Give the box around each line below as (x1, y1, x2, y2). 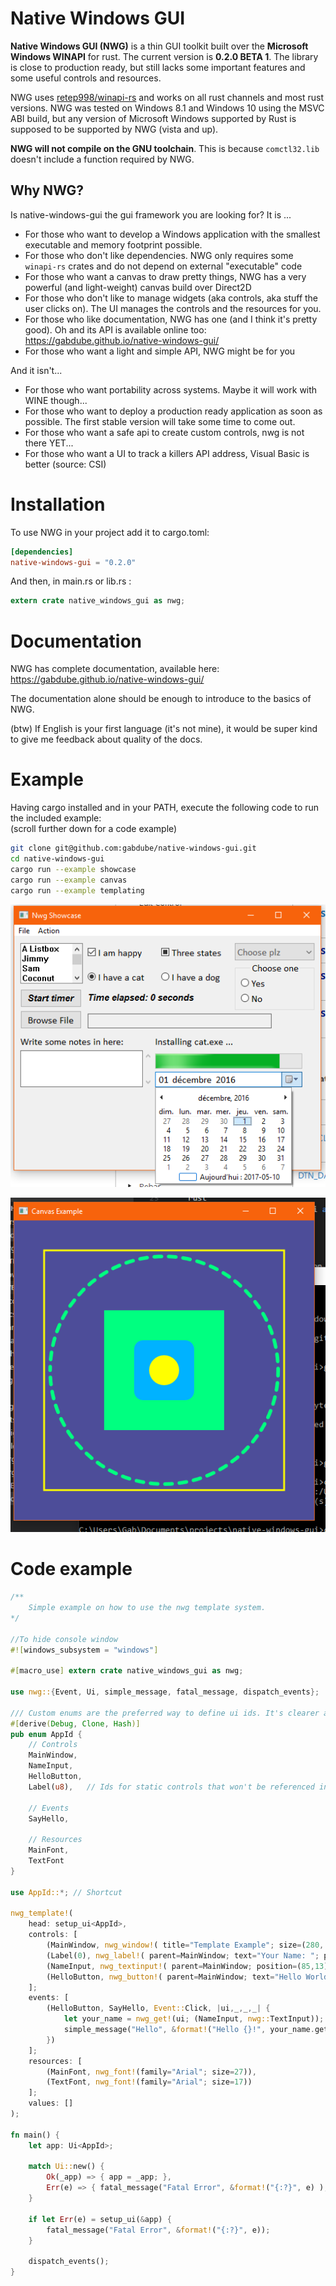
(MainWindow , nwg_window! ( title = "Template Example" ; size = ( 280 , (46, 1940, 325, 1951)
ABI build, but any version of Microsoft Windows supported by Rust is (10, 112, 297, 124)
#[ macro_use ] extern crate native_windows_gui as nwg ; (10, 1666, 244, 1676)
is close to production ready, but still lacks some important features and (10, 61, 306, 73)
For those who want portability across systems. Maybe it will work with (24, 383, 318, 396)
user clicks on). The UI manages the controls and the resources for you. (24, 302, 322, 314)
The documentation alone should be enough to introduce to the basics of (10, 693, 312, 705)
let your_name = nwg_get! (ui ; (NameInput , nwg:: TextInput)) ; (63, 2014, 325, 2024)
